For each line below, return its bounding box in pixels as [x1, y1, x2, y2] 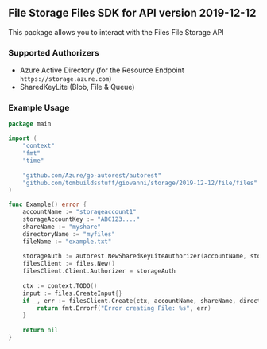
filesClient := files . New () [22, 260, 115, 268]
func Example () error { [8, 200, 87, 209]
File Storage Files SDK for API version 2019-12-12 [8, 6, 257, 20]
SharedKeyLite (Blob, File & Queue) [19, 83, 135, 92]
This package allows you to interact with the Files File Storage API [8, 27, 224, 37]
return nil [22, 326, 59, 335]
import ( [8, 134, 37, 142]
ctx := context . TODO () [22, 281, 98, 289]
